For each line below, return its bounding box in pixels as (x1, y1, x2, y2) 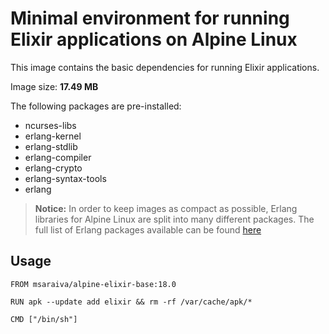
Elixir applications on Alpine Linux (10, 28, 298, 51)
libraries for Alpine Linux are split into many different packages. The (34, 213, 315, 225)
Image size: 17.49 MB (10, 80, 99, 92)
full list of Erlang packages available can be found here (34, 223, 262, 236)
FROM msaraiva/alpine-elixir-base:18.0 (10, 279, 177, 289)
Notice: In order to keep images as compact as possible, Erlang (34, 202, 298, 214)
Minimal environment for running (10, 7, 290, 30)
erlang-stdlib (24, 140, 78, 152)
